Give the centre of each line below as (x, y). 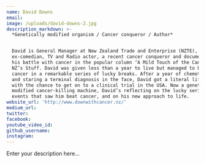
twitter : (17, 114)
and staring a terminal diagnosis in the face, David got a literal (101, 79)
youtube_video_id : (30, 125)
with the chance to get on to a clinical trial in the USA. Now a (98, 85)
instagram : (20, 136)
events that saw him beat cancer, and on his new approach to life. (101, 96)
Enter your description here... (43, 154)
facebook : (19, 119)
